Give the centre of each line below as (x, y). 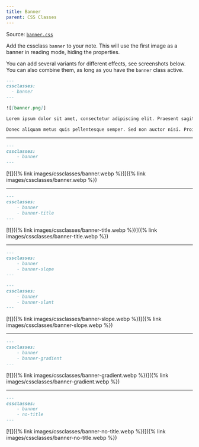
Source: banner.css (30, 34)
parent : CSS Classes (32, 17)
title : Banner (24, 12)
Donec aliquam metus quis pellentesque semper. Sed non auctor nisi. (94, 129)
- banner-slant (36, 302)
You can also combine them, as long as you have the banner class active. (95, 70)
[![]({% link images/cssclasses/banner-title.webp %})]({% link (82, 230)
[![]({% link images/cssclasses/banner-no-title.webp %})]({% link (86, 431)
